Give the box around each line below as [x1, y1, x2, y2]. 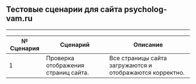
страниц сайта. [45, 68, 89, 76]
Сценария [9, 44, 40, 52]
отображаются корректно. [109, 68, 185, 76]
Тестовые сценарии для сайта [6, 5, 123, 14]
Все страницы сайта [109, 54, 167, 62]
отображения [45, 61, 85, 69]
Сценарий [60, 41, 90, 49]
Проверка [45, 54, 75, 62]
